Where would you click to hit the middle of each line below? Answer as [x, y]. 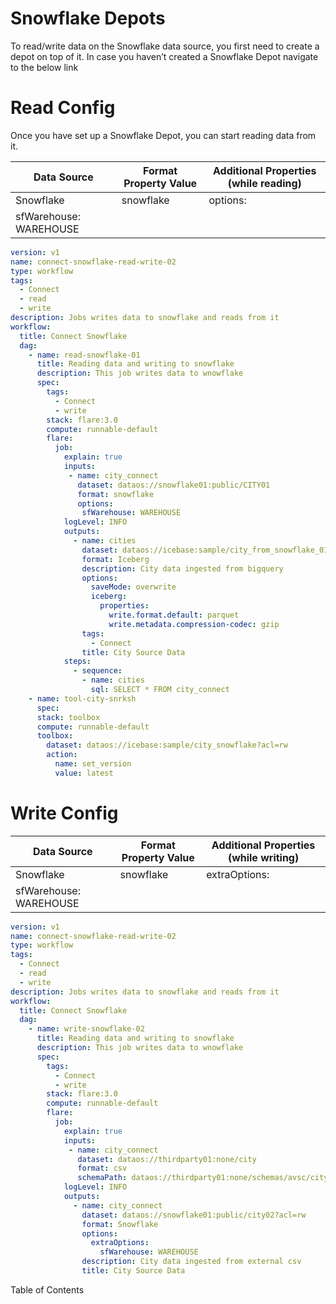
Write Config [64, 813]
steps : [77, 662]
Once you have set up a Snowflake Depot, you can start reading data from [163, 135]
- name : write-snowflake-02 [86, 1029]
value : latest [84, 773]
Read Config [63, 108]
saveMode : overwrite [133, 587]
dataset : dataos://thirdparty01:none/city [167, 1159]
